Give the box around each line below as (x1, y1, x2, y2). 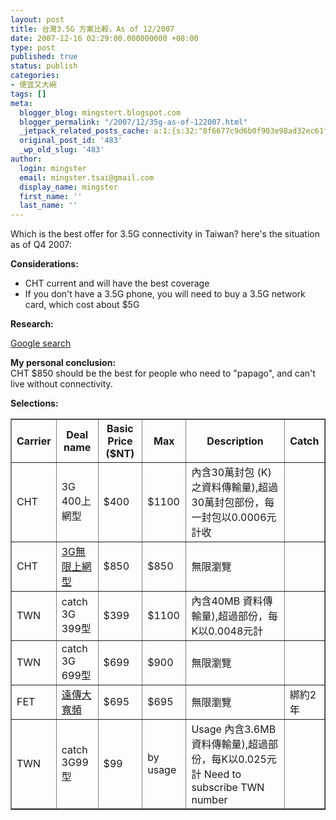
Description (206, 434, 264, 448)
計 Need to (191, 767, 242, 781)
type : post (10, 42, 56, 53)
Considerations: (10, 258, 79, 270)
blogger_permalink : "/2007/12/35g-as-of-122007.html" (19, 117, 248, 127)
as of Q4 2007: (10, 239, 72, 251)
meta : (10, 98, 33, 108)
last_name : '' (19, 201, 78, 211)
